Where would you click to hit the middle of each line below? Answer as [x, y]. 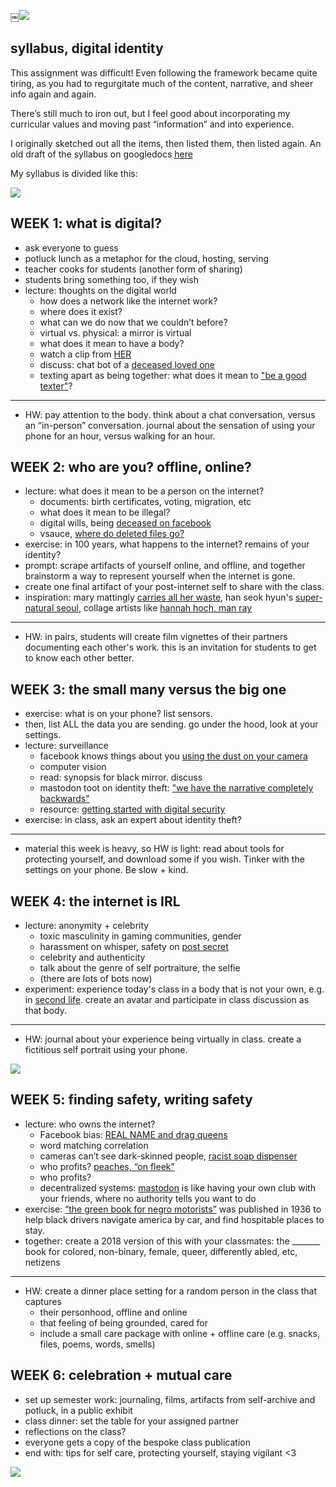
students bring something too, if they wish [112, 279]
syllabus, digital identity [87, 48]
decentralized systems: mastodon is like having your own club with [177, 1187]
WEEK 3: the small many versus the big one [148, 689]
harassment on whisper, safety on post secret [134, 947]
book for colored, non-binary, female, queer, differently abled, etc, [161, 1251]
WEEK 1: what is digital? [86, 223]
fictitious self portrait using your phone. [106, 1050]
